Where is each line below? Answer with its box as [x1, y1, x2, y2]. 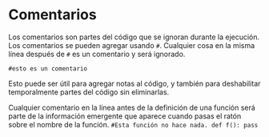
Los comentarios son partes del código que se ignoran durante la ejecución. [8, 32, 260, 42]
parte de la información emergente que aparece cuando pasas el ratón [8, 111, 242, 121]
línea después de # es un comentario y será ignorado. [8, 49, 186, 58]
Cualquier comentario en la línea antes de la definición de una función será [8, 103, 256, 112]
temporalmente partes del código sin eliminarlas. [8, 87, 170, 97]
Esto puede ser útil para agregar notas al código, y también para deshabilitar [8, 79, 261, 88]
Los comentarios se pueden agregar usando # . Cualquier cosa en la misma [8, 40, 255, 50]
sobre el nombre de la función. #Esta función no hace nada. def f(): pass [8, 119, 259, 129]
